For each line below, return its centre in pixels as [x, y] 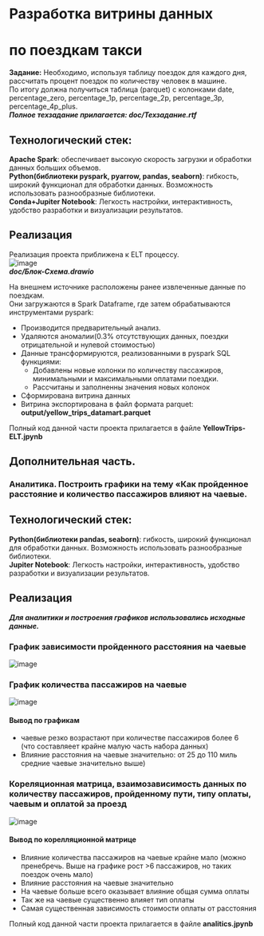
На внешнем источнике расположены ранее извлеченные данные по [128, 286]
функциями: [41, 361]
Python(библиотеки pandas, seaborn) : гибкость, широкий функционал [130, 539]
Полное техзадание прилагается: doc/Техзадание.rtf [103, 115]
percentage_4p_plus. [43, 107]
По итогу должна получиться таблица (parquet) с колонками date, [122, 89]
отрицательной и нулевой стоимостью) [88, 345]
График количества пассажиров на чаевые [98, 685]
